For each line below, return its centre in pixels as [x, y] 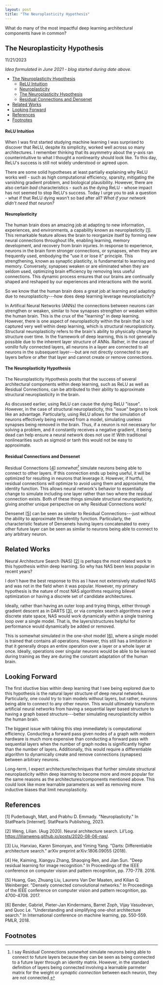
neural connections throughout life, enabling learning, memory [67, 240]
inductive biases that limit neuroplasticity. [46, 790]
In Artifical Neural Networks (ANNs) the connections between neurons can [80, 305]
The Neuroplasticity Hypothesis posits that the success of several [71, 379]
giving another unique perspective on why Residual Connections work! [76, 504]
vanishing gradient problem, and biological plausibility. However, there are [79, 182]
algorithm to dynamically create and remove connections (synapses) [73, 754]
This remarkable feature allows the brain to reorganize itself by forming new [81, 235]
